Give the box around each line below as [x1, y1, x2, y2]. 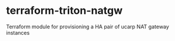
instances [6, 29, 30, 36]
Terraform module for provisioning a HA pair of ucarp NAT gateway [6, 23, 170, 30]
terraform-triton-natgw [6, 4, 123, 17]
